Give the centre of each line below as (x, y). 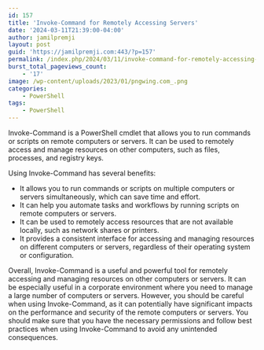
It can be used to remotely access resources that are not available (126, 222)
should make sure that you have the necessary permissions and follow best (130, 321)
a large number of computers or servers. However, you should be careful (126, 295)
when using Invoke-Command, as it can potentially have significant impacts (130, 304)
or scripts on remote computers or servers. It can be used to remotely (121, 141)
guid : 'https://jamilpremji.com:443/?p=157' (82, 52)
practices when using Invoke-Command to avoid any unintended (113, 329)
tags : (17, 103)
